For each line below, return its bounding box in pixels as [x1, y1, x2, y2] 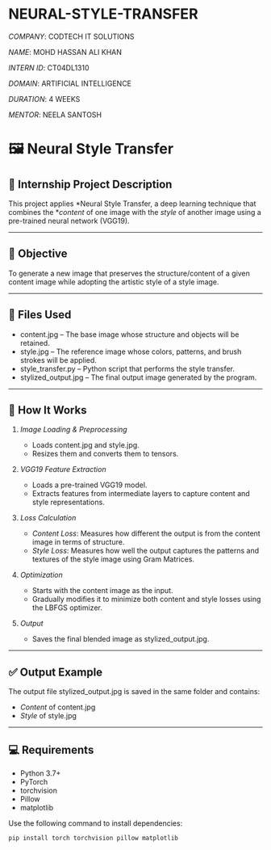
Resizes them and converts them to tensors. [31, 449, 179, 459]
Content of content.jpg [19, 702, 96, 712]
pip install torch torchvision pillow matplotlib [8, 834, 179, 842]
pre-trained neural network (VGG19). [8, 216, 131, 225]
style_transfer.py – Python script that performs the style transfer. [19, 364, 236, 373]
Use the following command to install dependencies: [8, 818, 183, 828]
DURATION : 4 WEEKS [8, 94, 81, 103]
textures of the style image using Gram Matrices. [31, 554, 195, 564]
